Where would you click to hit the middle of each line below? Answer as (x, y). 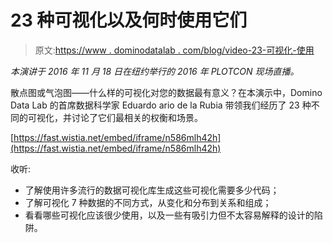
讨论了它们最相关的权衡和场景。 (137, 117)
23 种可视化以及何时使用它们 (129, 20)
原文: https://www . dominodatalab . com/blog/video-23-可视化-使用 (174, 50)
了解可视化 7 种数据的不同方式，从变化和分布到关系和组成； (148, 202)
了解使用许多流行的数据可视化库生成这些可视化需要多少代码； (152, 190)
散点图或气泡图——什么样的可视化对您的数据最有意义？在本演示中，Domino (166, 92)
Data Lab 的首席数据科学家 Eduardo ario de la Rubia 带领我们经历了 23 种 (161, 105)
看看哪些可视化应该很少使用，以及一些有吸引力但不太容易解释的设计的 (169, 215)
